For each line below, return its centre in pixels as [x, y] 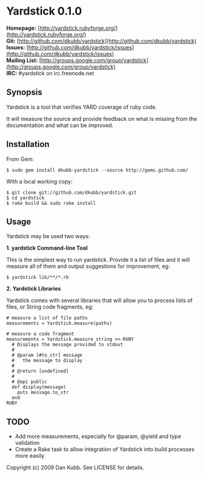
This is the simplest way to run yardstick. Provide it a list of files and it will [98, 260]
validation [27, 443]
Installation [28, 144]
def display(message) [39, 387]
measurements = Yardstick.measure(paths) [59, 323]
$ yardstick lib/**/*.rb [38, 278]
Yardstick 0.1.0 [44, 11]
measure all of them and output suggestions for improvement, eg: [88, 266]
